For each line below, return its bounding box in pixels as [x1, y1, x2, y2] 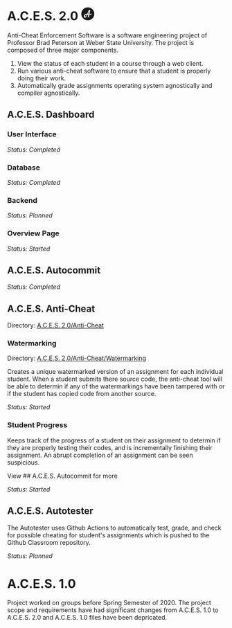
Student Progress [7, 420, 68, 430]
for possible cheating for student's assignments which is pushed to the [7, 530, 210, 539]
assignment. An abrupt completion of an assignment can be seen [7, 451, 193, 459]
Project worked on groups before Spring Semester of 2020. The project [7, 599, 211, 607]
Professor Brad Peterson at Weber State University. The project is [7, 38, 195, 46]
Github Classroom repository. [7, 538, 91, 546]
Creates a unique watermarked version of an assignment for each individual [7, 368, 224, 376]
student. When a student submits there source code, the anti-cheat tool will [7, 375, 223, 384]
